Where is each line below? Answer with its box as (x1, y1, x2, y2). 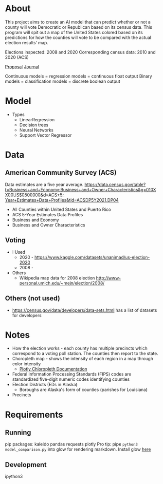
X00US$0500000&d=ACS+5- (5, 192, 65, 198)
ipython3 (5, 473, 23, 480)
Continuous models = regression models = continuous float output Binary (5, 73, 152, 79)
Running (5, 428, 32, 437)
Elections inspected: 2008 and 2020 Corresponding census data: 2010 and (5, 49, 156, 55)
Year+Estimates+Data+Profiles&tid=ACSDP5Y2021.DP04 (5, 197, 119, 203)
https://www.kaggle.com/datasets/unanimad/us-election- (34, 254, 150, 260)
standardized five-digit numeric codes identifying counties (12, 376, 130, 382)
